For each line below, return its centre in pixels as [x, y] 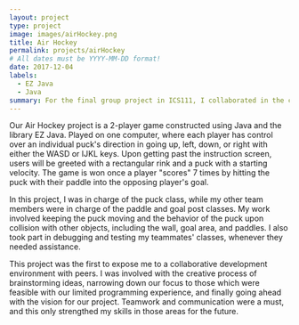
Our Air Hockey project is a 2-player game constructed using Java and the [145, 126]
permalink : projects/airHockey [67, 51]
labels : [24, 76]
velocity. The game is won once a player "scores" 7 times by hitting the [139, 173]
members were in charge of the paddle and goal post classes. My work [140, 209]
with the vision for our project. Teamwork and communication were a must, [147, 302]
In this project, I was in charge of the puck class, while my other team [137, 199]
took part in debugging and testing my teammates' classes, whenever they [146, 238]
